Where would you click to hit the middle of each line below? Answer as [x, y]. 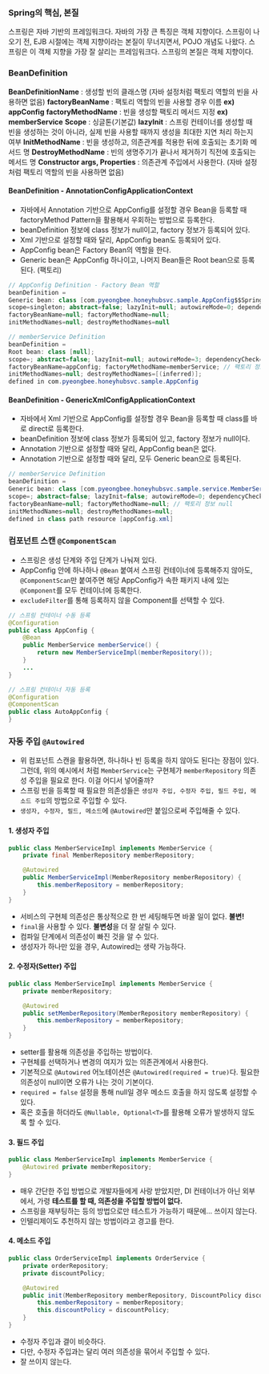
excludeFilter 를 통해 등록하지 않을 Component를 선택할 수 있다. [122, 600]
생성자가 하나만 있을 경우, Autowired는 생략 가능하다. [103, 946]
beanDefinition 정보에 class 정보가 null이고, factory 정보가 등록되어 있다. [135, 230]
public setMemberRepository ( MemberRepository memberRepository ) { [136, 1013]
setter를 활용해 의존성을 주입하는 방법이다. [86, 1052]
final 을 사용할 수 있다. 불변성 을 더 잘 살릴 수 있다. [98, 926]
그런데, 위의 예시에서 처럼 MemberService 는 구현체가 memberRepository [130, 771]
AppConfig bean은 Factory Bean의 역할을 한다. [96, 250]
